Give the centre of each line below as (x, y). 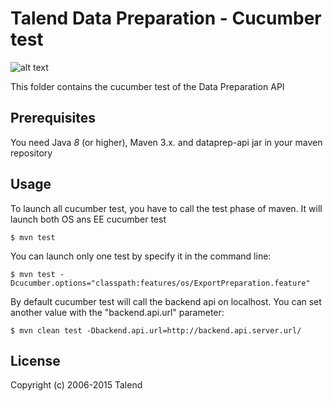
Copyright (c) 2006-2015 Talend (76, 385)
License (35, 360)
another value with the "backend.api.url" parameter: (117, 312)
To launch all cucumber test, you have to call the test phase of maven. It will (166, 208)
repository (31, 153)
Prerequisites (53, 118)
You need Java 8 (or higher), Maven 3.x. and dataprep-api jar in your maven (166, 142)
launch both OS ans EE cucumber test (88, 219)
